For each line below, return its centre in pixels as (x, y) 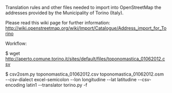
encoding (15, 85)
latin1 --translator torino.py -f (57, 85)
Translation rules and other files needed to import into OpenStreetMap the (83, 7)
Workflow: (16, 43)
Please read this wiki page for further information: (58, 23)
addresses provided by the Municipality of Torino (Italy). (64, 13)
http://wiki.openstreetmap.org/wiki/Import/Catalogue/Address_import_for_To (86, 28)
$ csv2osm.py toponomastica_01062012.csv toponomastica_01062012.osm (84, 74)
